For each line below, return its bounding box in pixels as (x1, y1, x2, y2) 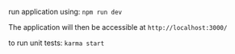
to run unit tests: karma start (8, 38, 105, 48)
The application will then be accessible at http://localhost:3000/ (8, 23, 228, 31)
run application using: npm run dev (8, 7, 123, 16)
